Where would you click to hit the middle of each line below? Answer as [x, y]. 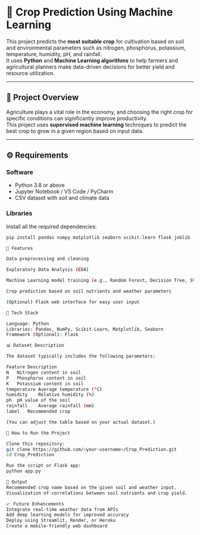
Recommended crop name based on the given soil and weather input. [92, 487]
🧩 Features [20, 248]
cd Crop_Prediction [30, 455]
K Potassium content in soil [45, 384]
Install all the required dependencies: [51, 226]
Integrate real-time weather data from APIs [62, 509]
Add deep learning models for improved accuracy [68, 515]
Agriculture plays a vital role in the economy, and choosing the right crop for [100, 112]
